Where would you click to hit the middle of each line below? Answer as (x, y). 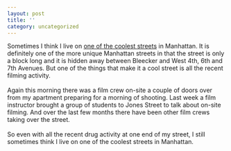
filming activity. (29, 75)
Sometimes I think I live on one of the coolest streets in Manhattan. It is (108, 46)
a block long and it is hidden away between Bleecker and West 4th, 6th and (115, 61)
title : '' (22, 20)
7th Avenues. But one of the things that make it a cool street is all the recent (115, 68)
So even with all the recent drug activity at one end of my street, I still (106, 134)
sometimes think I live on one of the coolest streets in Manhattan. (101, 142)
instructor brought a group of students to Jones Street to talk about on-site (114, 105)
